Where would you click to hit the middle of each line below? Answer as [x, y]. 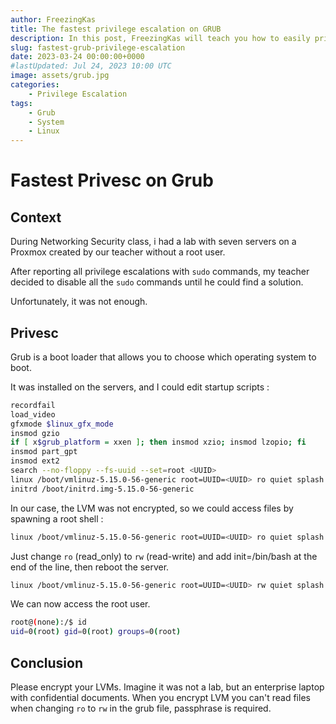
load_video [33, 414]
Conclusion [47, 662]
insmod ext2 [35, 461]
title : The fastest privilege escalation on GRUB [116, 29]
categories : [35, 85]
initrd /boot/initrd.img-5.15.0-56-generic [102, 489]
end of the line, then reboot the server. [90, 567]
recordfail [33, 405]
